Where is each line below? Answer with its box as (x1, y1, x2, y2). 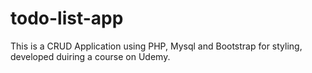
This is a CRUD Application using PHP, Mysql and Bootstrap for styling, (10, 40, 303, 52)
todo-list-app (10, 7, 124, 30)
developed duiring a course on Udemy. (10, 50, 171, 62)
